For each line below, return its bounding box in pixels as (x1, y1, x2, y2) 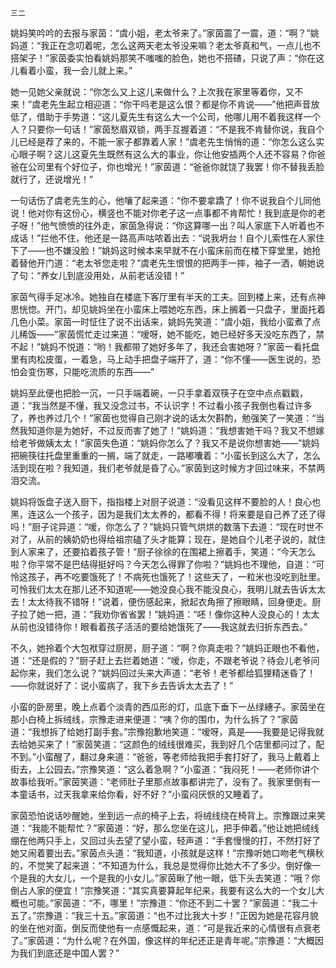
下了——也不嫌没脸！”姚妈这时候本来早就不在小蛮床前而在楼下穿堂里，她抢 (10, 245, 322, 256)
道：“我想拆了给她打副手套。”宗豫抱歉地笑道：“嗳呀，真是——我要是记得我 (10, 726, 316, 737)
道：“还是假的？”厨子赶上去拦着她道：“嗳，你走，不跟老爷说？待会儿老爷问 (10, 655, 320, 666)
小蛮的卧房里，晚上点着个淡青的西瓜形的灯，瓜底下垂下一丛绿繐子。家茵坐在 (10, 701, 326, 712)
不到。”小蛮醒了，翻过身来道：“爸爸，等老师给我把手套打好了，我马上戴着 (10, 751, 312, 762)
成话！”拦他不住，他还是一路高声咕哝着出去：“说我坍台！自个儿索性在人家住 (10, 232, 325, 244)
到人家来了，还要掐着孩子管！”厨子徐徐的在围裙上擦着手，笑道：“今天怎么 (10, 546, 317, 557)
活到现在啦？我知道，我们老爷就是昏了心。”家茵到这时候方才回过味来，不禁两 (10, 462, 326, 474)
